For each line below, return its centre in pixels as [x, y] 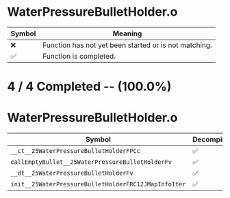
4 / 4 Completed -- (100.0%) [89, 87]
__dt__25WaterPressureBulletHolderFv [72, 173]
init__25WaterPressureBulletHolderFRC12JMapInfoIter [98, 184]
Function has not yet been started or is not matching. [127, 45]
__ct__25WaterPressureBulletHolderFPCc [75, 151]
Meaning [127, 33]
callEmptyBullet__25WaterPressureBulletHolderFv [91, 162]
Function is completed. [79, 56]
